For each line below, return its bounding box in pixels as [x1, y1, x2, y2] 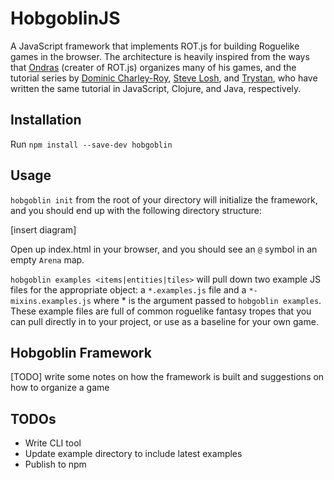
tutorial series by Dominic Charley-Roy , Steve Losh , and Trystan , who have [10, 72, 318, 84]
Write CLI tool [24, 437, 82, 449]
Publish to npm [24, 458, 87, 471]
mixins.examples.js [10, 296, 92, 306]
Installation [10, 112, 82, 129]
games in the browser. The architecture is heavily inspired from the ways [10, 50, 310, 62]
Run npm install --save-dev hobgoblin [10, 138, 173, 150]
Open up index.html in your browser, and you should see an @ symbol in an [10, 243, 318, 255]
